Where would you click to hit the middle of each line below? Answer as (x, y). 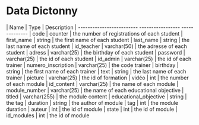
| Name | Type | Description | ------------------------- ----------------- (93, 27)
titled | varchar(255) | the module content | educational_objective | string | (97, 97)
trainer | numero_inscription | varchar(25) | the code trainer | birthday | (93, 65)
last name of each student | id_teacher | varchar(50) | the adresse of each (97, 46)
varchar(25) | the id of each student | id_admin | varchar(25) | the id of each (99, 59)
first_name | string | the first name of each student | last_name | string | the (98, 40)
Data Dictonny (42, 11)
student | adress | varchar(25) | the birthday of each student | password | (96, 52)
